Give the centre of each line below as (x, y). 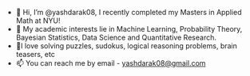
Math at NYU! (38, 21)
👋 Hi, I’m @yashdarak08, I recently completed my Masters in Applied (129, 12)
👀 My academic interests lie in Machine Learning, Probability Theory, (129, 29)
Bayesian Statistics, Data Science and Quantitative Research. (116, 37)
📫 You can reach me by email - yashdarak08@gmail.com (111, 63)
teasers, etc (36, 54)
